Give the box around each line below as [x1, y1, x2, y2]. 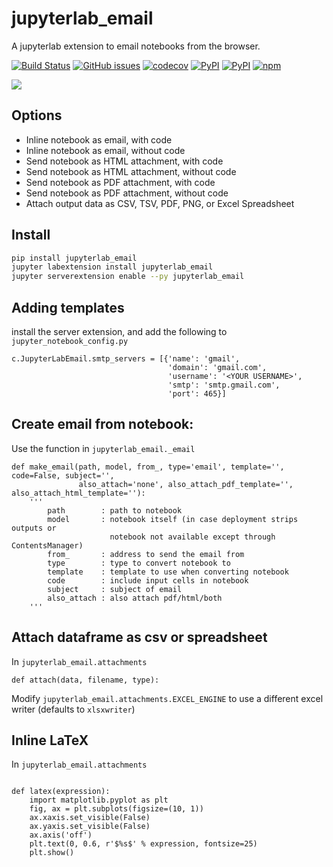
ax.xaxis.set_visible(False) [29, 813, 151, 823]
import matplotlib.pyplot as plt [29, 795, 169, 806]
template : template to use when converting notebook [47, 567, 289, 577]
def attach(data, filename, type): [11, 675, 160, 685]
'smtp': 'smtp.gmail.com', [167, 380, 281, 390]
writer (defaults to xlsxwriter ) [11, 703, 136, 715]
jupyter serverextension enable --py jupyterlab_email [11, 272, 245, 282]
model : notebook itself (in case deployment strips [47, 514, 299, 524]
